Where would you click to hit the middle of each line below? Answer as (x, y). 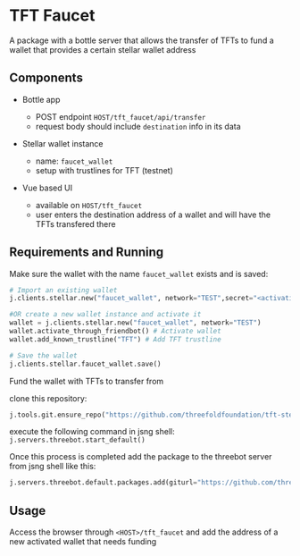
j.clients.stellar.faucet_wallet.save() (86, 364)
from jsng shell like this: (53, 467)
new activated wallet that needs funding (83, 542)
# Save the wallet (43, 355)
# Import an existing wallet (63, 290)
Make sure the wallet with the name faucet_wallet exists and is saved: (139, 274)
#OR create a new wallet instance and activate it (105, 315)
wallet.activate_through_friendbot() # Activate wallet (115, 332)
